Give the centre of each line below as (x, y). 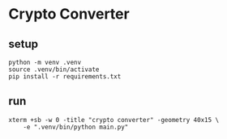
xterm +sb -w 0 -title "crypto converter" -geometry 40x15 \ (114, 120)
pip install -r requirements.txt (65, 77)
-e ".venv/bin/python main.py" (76, 127)
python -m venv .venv (45, 62)
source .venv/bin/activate (54, 69)
